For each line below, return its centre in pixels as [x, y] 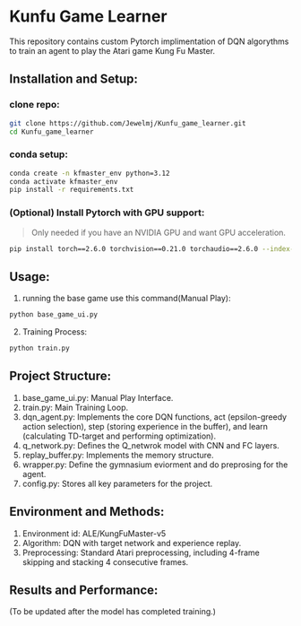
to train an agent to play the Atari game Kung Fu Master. [112, 50]
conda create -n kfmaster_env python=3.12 [90, 173]
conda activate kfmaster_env [64, 181]
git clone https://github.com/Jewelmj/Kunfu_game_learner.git [128, 123]
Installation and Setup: [74, 79]
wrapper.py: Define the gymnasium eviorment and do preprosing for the [155, 465]
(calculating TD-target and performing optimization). [119, 436]
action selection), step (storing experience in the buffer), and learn [145, 426]
